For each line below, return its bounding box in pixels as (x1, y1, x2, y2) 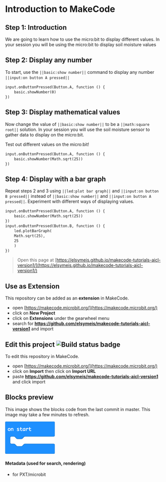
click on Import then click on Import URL (12, 368, 96, 374)
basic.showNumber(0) (14, 89, 56, 95)
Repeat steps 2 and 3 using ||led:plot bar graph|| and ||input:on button (5, 188, 159, 194)
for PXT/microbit (12, 472, 46, 478)
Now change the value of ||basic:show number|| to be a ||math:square (5, 121, 150, 127)
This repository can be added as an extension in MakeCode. (5, 295, 129, 301)
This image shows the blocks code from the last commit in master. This (5, 406, 151, 412)
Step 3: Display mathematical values (5, 108, 120, 117)
